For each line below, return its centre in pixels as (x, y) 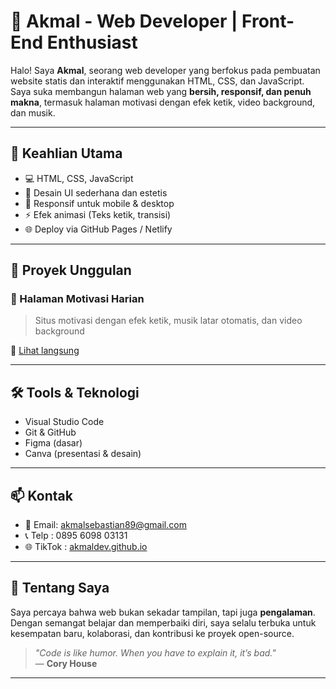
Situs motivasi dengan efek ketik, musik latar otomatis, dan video (168, 321)
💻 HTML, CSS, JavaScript (79, 178)
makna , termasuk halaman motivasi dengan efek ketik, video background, (163, 102)
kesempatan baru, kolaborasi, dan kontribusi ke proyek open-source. (152, 633)
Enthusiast (92, 42)
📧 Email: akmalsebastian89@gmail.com (105, 525)
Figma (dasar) (53, 443)
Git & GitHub (50, 432)
